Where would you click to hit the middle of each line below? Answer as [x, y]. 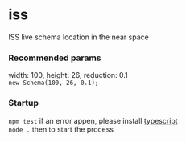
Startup [23, 103]
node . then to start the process [61, 129]
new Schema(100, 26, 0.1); [54, 83]
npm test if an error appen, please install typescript [93, 120]
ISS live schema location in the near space [79, 37]
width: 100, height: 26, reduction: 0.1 [68, 75]
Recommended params [55, 58]
